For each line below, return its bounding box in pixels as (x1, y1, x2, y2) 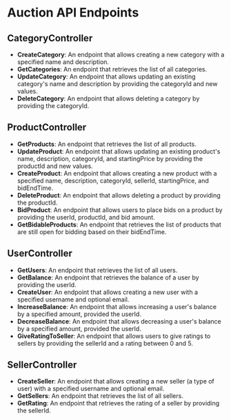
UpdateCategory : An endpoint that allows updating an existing (17, 72, 196, 81)
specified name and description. (17, 58, 109, 66)
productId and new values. (17, 162, 93, 170)
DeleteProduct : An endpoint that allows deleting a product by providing (17, 191, 221, 199)
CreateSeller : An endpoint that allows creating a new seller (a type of (17, 377, 215, 386)
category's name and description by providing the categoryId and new (17, 80, 218, 87)
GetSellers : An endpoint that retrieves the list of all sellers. (17, 392, 184, 400)
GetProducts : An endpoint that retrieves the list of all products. (17, 140, 197, 148)
